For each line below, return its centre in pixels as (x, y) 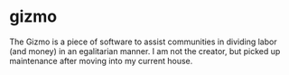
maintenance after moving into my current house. (101, 61)
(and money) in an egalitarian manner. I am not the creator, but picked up (145, 51)
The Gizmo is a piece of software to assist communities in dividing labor (143, 42)
